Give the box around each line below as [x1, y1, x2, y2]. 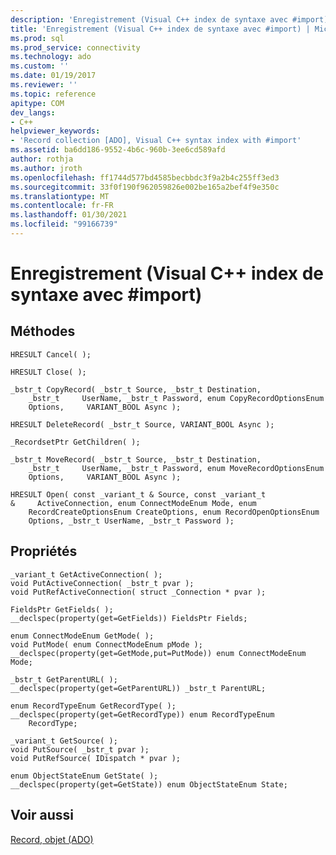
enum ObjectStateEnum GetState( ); [10, 771, 159, 781]
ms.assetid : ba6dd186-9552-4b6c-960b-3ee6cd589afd [10, 145, 226, 155]
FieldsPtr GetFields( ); [10, 604, 114, 615]
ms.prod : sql [10, 33, 65, 43]
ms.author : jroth [10, 163, 83, 173]
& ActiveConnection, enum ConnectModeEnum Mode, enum [10, 498, 257, 508]
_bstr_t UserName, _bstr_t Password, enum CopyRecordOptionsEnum [28, 393, 325, 403]
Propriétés [10, 543, 78, 560]
